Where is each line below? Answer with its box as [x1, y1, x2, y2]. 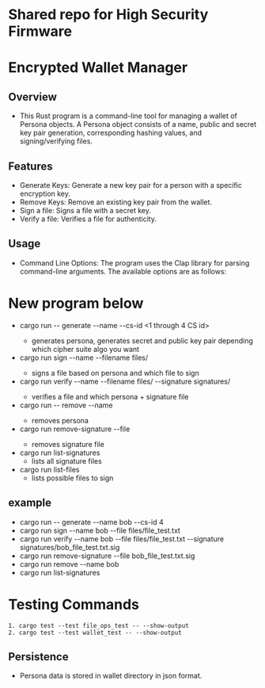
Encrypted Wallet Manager [8, 59, 188, 77]
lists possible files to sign [31, 473, 114, 483]
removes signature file [31, 439, 104, 449]
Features [8, 159, 53, 173]
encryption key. [19, 189, 71, 198]
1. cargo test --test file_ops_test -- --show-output [8, 621, 190, 629]
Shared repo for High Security [8, 6, 209, 24]
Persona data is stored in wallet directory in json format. [19, 671, 203, 681]
